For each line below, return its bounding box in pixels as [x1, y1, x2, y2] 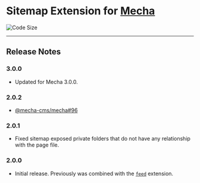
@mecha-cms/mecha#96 [14, 106, 78, 114]
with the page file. [14, 141, 60, 148]
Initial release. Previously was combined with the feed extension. [14, 170, 174, 177]
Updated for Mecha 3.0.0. [14, 78, 79, 85]
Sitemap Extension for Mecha [6, 4, 155, 18]
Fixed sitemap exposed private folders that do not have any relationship [14, 135, 190, 142]
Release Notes [6, 46, 61, 57]
